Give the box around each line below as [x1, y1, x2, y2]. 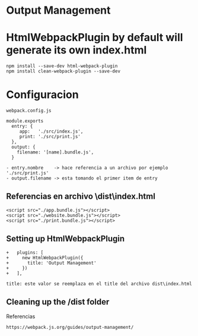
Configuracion [6, 88, 79, 102]
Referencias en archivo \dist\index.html [6, 191, 156, 202]
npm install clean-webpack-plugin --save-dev [6, 68, 120, 74]
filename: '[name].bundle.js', [17, 149, 94, 155]
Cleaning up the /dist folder [6, 297, 110, 307]
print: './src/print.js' [19, 134, 81, 140]
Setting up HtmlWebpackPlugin [6, 234, 125, 244]
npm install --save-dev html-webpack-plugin [6, 63, 118, 69]
